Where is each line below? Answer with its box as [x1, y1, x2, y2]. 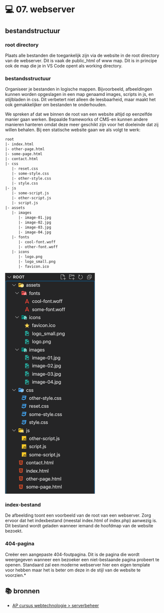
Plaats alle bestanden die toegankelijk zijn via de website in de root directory [5, 52, 160, 58]
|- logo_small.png [18, 259, 56, 264]
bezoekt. [5, 528, 23, 534]
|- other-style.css [11, 176, 51, 181]
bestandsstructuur [5, 75, 51, 82]
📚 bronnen [5, 587, 40, 595]
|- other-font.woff [18, 245, 58, 250]
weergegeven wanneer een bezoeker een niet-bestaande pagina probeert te [5, 556, 160, 563]
